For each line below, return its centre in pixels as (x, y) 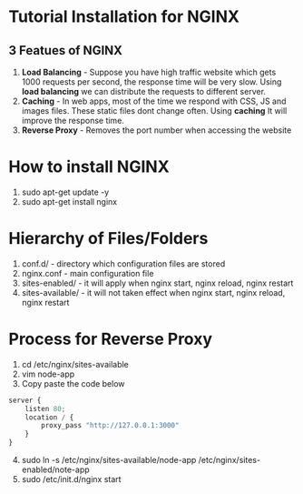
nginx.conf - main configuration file (88, 273)
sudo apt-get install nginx (69, 201)
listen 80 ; (45, 408)
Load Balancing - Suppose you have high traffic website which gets (149, 72)
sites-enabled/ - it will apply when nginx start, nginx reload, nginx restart (157, 283)
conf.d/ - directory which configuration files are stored (123, 263)
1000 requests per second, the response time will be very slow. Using (151, 82)
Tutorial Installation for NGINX (124, 17)
